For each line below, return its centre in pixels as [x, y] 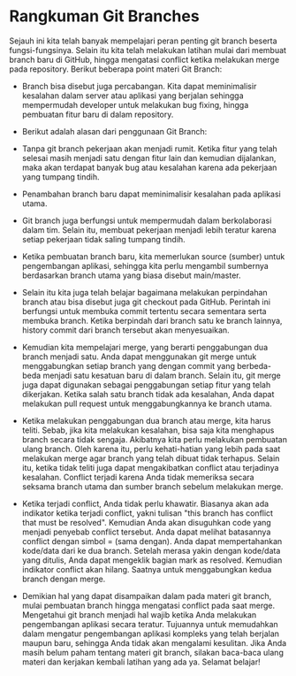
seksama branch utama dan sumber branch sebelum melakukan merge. [152, 486]
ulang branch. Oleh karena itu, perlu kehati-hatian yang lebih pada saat [151, 449]
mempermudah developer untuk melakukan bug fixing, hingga [135, 104]
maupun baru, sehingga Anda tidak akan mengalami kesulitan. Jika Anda [154, 642]
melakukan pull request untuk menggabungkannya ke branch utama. [147, 403]
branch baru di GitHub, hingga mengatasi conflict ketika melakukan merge [144, 59]
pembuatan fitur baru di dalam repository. [98, 114]
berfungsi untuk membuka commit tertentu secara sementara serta [144, 311]
